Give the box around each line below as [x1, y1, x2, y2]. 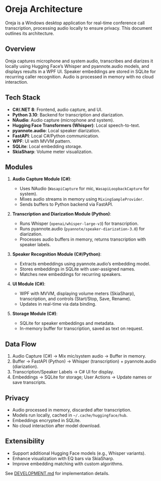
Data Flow [5, 340, 37, 348]
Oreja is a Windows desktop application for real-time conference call [5, 20, 145, 26]
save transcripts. [12, 379, 47, 385]
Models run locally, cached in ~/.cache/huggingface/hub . [12, 412, 128, 418]
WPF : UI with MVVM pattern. [12, 138, 72, 144]
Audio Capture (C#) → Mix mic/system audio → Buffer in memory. [12, 353, 147, 359]
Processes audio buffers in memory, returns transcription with [19, 236, 146, 242]
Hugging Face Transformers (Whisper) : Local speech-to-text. [12, 122, 140, 128]
